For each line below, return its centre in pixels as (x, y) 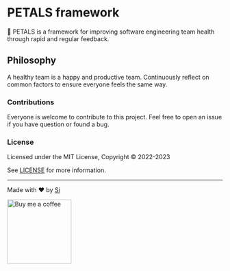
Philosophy (32, 61)
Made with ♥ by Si (34, 190)
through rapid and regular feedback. (58, 38)
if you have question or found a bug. (58, 124)
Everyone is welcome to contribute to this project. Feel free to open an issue (115, 117)
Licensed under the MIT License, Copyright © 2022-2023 (89, 157)
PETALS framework (63, 13)
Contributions (31, 102)
